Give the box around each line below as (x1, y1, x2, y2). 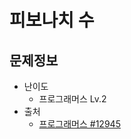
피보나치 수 (9, 9, 95, 32)
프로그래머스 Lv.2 (38, 93, 107, 105)
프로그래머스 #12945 (38, 118, 121, 130)
